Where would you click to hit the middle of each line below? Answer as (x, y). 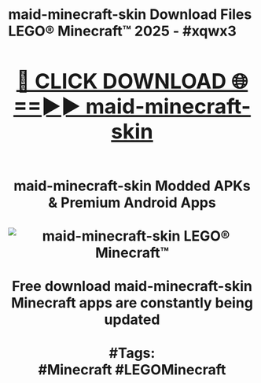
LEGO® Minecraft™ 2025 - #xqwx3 (123, 31)
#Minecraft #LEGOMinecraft (132, 369)
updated (132, 319)
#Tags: (132, 353)
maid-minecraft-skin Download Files (130, 15)
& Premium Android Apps (132, 203)
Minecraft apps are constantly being (132, 302)
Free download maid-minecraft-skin (132, 286)
